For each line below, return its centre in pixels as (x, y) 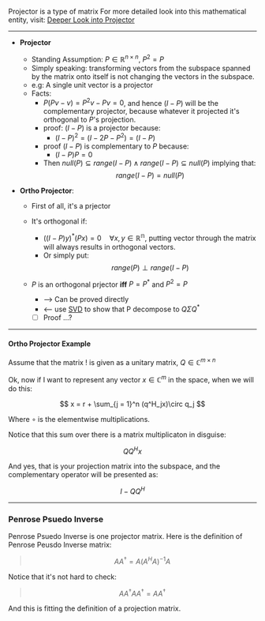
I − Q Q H (132, 491)
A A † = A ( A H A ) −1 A (142, 561)
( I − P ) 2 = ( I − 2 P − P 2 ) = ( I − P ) (105, 137)
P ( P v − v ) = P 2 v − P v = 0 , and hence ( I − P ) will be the (131, 102)
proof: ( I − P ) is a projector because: (102, 128)
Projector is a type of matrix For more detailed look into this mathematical (127, 11)
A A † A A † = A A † (142, 593)
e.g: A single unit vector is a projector (92, 85)
